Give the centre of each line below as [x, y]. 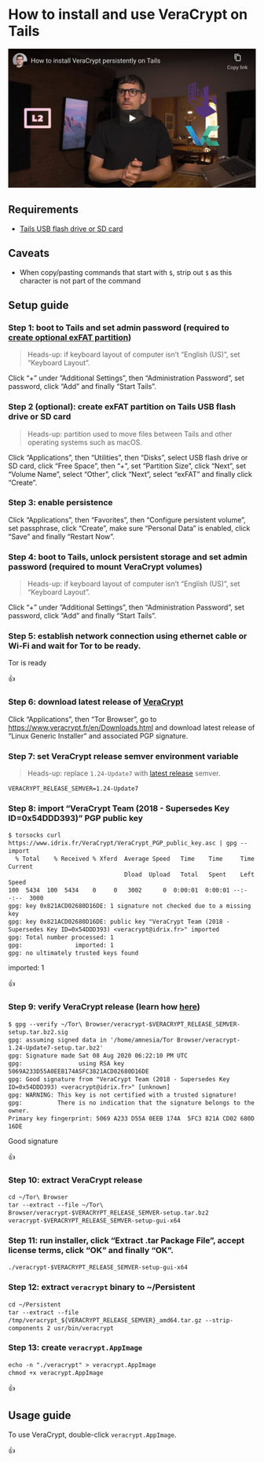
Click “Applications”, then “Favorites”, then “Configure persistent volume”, [127, 519]
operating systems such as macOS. [85, 442]
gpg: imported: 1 [61, 945]
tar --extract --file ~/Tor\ [56, 1205]
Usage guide [40, 1416]
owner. [19, 1110]
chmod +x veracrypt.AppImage [56, 1372]
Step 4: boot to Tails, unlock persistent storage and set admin [128, 557]
